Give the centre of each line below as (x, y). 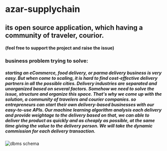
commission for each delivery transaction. (50, 131)
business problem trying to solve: (47, 61)
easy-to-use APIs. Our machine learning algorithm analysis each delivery (83, 110)
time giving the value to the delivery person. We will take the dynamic (79, 126)
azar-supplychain (43, 9)
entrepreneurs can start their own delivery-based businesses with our (80, 104)
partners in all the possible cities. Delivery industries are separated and (81, 83)
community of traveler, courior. (55, 35)
